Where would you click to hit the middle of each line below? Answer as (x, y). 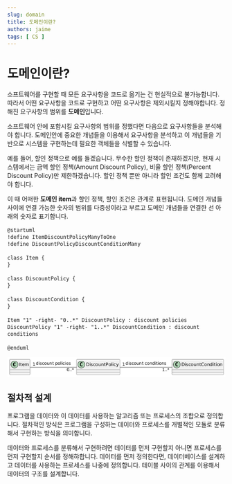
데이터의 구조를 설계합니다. (43, 474)
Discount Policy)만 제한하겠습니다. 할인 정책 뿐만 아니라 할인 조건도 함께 (105, 176)
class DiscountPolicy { (42, 279)
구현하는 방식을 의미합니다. (56, 433)
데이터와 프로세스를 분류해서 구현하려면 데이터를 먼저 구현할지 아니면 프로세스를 (115, 448)
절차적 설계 (29, 398)
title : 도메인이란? (32, 22)
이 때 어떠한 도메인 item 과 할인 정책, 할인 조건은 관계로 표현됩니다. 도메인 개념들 (115, 199)
